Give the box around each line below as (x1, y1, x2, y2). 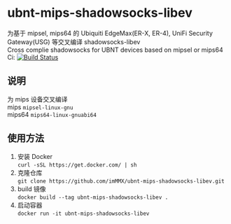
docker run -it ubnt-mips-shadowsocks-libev (17, 210, 150, 217)
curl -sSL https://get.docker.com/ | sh (17, 161, 137, 169)
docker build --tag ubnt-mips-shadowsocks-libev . (17, 194, 169, 201)
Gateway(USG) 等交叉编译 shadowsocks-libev (7, 37, 141, 46)
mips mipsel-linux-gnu (7, 103, 73, 111)
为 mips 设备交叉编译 (7, 94, 68, 103)
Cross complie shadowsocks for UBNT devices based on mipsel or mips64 (7, 45, 223, 54)
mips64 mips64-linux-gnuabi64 (7, 110, 97, 118)
